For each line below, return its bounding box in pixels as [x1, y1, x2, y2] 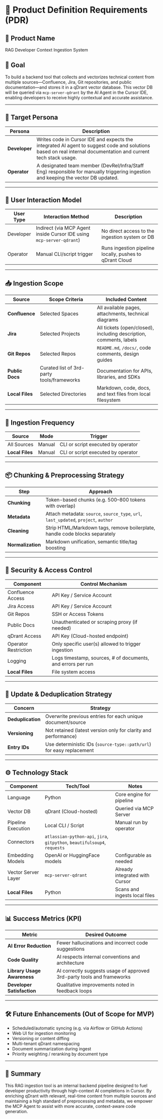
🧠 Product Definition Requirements [5, 4, 148, 16]
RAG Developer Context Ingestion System [5, 47, 88, 53]
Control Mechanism [80, 580, 127, 587]
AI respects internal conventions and [56, 954, 140, 960]
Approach [89, 488, 113, 495]
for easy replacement [45, 747, 94, 754]
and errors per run [51, 660, 94, 667]
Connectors [7, 839, 34, 846]
